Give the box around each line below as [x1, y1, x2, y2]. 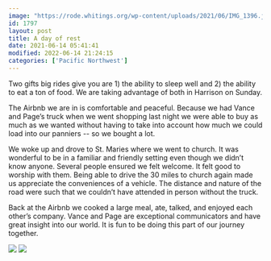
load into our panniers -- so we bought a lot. [8, 128, 156, 138]
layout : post [8, 27, 52, 35]
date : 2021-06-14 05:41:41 [8, 42, 99, 50]
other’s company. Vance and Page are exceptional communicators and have [8, 211, 261, 221]
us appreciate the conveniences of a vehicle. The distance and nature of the [8, 178, 262, 188]
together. [8, 228, 39, 238]
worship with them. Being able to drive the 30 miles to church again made [8, 170, 253, 180]
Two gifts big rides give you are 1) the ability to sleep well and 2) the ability [8, 78, 256, 89]
